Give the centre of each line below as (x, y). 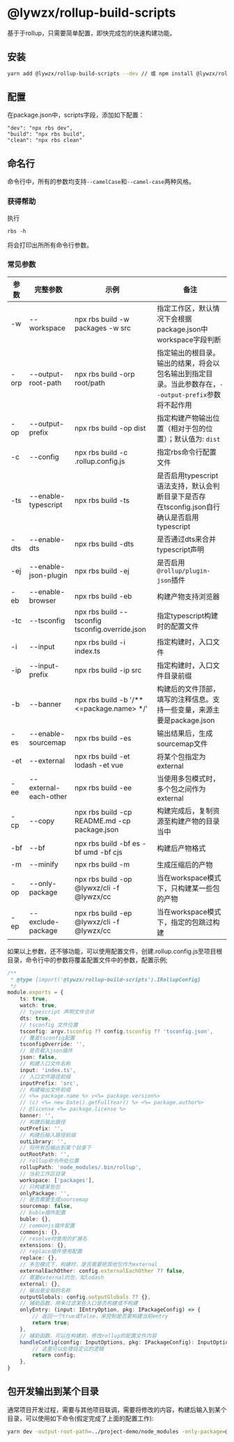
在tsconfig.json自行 (188, 506)
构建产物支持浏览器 (188, 596)
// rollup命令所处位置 (49, 1161)
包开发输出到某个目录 (53, 1391)
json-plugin (48, 575)
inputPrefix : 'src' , (49, 1083)
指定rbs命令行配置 (187, 452)
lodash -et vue (99, 765)
